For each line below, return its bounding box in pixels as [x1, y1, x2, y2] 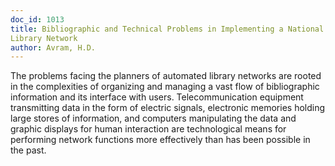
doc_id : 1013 [10, 14, 65, 25]
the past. [10, 144, 47, 156]
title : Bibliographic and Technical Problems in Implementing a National [10, 24, 325, 34]
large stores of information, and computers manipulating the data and [10, 112, 297, 125]
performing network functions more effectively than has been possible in [10, 134, 311, 146]
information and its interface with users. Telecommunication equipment [10, 91, 304, 103]
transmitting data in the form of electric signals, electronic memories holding [10, 102, 326, 114]
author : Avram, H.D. [10, 42, 97, 53]
